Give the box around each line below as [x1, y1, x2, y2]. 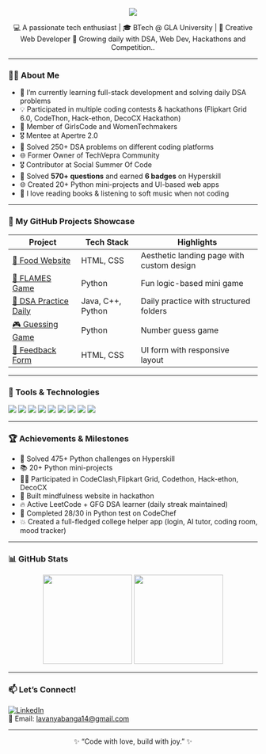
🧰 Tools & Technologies [8, 387, 101, 398]
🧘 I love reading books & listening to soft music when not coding [19, 188, 230, 198]
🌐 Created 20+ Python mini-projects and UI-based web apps [19, 180, 219, 189]
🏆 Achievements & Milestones [8, 432, 129, 444]
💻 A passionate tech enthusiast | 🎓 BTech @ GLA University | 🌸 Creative [13, 23, 253, 32]
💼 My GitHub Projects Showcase [8, 216, 135, 227]
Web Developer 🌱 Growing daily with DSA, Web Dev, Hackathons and [20, 34, 246, 44]
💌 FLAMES [12, 272, 51, 284]
